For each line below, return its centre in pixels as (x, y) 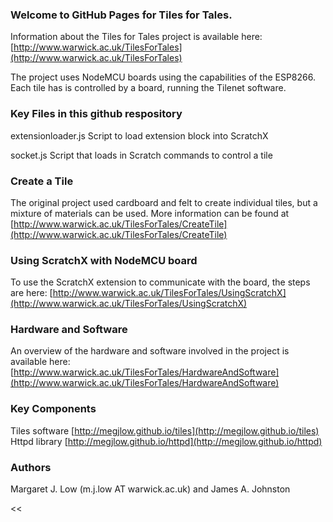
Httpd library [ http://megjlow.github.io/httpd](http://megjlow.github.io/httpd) (166, 441)
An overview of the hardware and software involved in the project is (150, 351)
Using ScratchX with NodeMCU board (104, 260)
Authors (31, 467)
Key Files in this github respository (96, 114)
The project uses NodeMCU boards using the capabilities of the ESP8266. (163, 77)
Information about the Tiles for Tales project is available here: (136, 37)
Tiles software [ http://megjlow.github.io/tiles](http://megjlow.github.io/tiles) (165, 430)
